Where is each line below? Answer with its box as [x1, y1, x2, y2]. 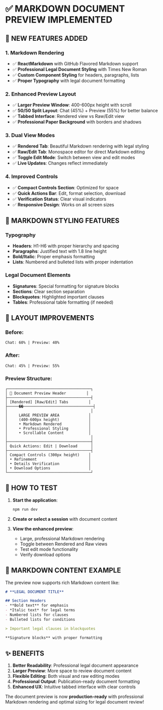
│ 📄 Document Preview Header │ [5, 391, 89, 396]
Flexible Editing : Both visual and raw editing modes [12, 673, 120, 679]
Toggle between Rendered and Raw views [20, 541, 108, 547]
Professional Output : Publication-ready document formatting [12, 678, 140, 685]
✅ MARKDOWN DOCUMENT [5, 3, 125, 15]
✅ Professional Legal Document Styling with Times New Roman [12, 66, 147, 72]
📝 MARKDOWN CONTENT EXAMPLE [5, 566, 121, 575]
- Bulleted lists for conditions [5, 617, 75, 622]
